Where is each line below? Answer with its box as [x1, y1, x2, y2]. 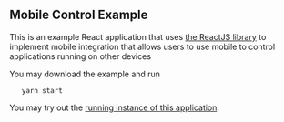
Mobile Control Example [9, 7, 148, 23]
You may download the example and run [9, 68, 161, 79]
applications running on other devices [9, 50, 152, 62]
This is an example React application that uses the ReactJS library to [9, 31, 267, 42]
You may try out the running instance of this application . [9, 102, 220, 113]
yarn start [21, 86, 64, 95]
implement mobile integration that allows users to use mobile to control [9, 41, 276, 52]
